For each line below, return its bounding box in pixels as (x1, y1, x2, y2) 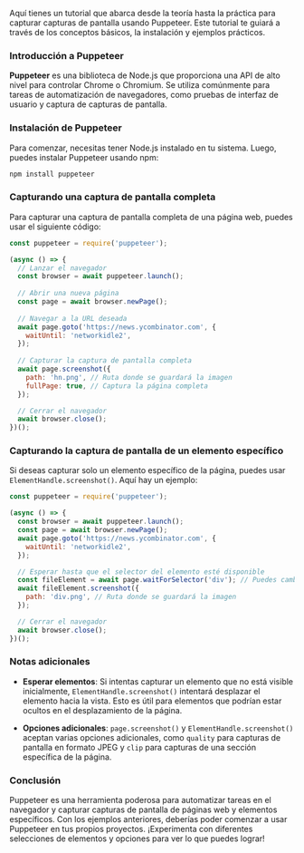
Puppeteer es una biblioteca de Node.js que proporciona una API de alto (9, 70, 280, 81)
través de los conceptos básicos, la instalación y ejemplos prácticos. (9, 27, 265, 37)
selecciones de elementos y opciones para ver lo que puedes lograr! (9, 833, 265, 844)
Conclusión (9, 774, 62, 787)
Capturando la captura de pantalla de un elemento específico (9, 444, 284, 457)
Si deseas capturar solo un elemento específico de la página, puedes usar (9, 465, 286, 476)
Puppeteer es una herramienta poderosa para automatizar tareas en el (9, 795, 271, 806)
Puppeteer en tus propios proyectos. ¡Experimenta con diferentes (9, 824, 253, 835)
